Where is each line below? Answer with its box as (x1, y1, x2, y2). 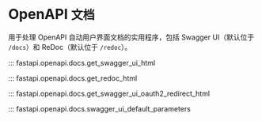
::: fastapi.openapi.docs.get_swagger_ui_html (8, 58, 156, 67)
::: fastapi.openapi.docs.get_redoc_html (8, 73, 138, 83)
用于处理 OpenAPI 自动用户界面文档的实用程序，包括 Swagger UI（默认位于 (8, 32, 255, 42)
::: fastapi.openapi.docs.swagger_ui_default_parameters (8, 104, 192, 113)
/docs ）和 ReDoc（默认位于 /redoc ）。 (8, 42, 132, 51)
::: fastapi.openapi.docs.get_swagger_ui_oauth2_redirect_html (8, 89, 211, 98)
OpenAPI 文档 (8, 6, 95, 24)
